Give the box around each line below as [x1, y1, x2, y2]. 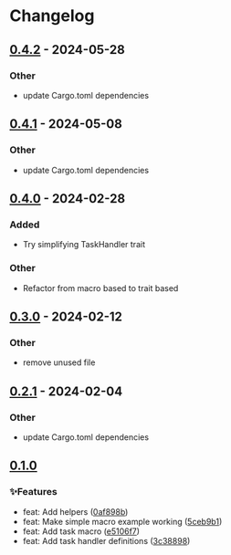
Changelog [9, 5, 95, 26]
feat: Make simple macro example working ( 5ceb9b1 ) [22, 516, 223, 527]
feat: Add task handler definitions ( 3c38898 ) [22, 535, 191, 546]
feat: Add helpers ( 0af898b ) [22, 506, 129, 517]
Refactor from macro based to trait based [22, 282, 179, 293]
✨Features [9, 486, 58, 498]
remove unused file [22, 357, 96, 368]
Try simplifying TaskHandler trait [22, 239, 146, 250]
